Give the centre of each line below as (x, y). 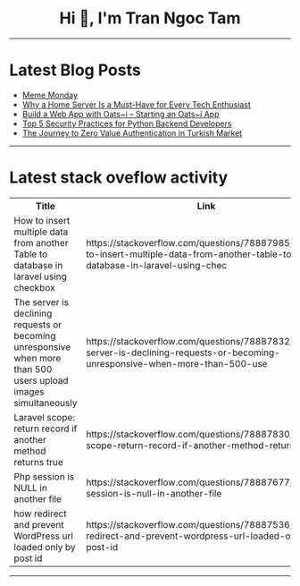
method (30, 451)
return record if (46, 429)
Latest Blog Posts (75, 70)
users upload (41, 380)
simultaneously (46, 403)
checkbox (34, 287)
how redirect (40, 514)
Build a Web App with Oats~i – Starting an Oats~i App (121, 114)
